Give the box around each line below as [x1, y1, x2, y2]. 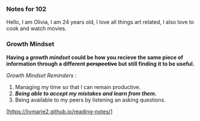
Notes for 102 [6, 5, 47, 13]
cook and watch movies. [6, 25, 67, 32]
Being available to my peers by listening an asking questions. [14, 96, 166, 104]
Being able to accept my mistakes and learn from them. [14, 90, 157, 97]
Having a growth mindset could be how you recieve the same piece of [6, 54, 183, 61]
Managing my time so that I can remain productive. [14, 83, 141, 90]
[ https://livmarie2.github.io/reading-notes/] [6, 108, 113, 115]
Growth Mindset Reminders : [6, 72, 77, 79]
